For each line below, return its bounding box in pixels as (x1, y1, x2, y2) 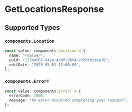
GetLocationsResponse (4, 3, 104, 15)
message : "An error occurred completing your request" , (9, 98, 128, 103)
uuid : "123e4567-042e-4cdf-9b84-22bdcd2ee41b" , (9, 57, 110, 63)
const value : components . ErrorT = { (4, 89, 81, 94)
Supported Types (4, 23, 60, 32)
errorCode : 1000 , (9, 93, 45, 98)
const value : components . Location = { (4, 48, 85, 53)
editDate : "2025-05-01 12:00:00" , (9, 62, 81, 67)
